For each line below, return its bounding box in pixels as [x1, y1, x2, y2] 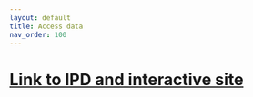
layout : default [9, 13, 71, 23]
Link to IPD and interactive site [9, 69, 244, 90]
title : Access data [9, 22, 84, 31]
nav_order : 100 [9, 30, 67, 39]
